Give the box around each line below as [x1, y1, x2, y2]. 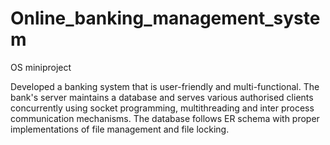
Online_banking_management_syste [10, 7, 321, 30]
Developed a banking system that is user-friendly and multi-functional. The [10, 80, 320, 92]
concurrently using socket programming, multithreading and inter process [10, 102, 315, 114]
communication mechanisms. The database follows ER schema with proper [10, 112, 320, 124]
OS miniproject [10, 61, 72, 73]
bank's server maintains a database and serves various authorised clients [10, 91, 314, 103]
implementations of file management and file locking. [10, 123, 230, 135]
